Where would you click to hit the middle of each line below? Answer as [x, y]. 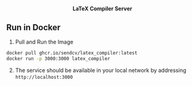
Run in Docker [34, 27]
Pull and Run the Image [44, 42]
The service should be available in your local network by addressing [101, 70]
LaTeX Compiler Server [102, 8]
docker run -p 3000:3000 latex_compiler [59, 59]
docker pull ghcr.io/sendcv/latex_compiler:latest [72, 53]
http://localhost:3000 [44, 78]
